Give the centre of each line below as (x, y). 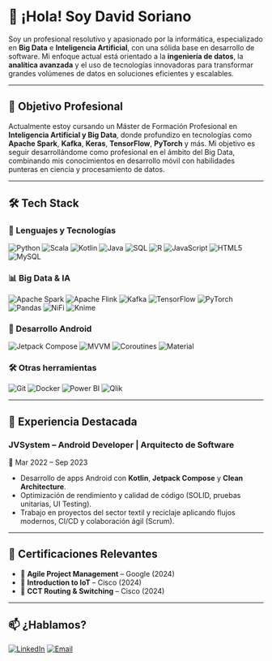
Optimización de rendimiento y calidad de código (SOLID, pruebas (130, 496)
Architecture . (43, 487)
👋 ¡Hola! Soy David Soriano (100, 17)
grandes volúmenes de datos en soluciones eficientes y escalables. (121, 73)
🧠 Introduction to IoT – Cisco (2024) (81, 582)
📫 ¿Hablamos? (47, 625)
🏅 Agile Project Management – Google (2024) (98, 573)
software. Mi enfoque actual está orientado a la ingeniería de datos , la (126, 56)
